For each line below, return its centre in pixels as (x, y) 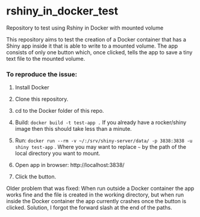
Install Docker (32, 87)
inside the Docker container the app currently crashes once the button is (96, 201)
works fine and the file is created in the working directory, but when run (95, 195)
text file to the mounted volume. (46, 58)
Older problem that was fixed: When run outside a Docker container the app (100, 189)
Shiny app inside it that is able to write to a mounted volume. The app (92, 46)
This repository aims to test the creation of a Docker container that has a (96, 39)
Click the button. (35, 177)
